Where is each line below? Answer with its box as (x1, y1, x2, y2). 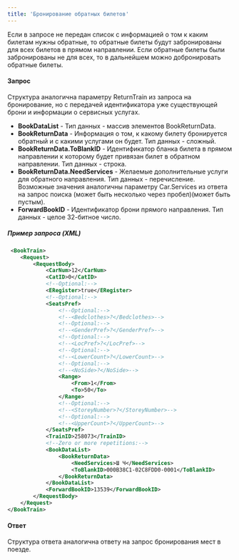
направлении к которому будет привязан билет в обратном (17, 151, 200, 161)
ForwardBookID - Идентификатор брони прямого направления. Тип (17, 205, 223, 214)
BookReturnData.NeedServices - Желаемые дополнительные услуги (17, 167, 228, 176)
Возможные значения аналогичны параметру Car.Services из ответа (17, 182, 228, 191)
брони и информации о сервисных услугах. (7, 108, 141, 116)
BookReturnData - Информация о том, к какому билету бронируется (17, 129, 228, 138)
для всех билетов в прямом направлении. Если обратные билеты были (7, 45, 225, 54)
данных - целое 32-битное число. (17, 212, 121, 221)
